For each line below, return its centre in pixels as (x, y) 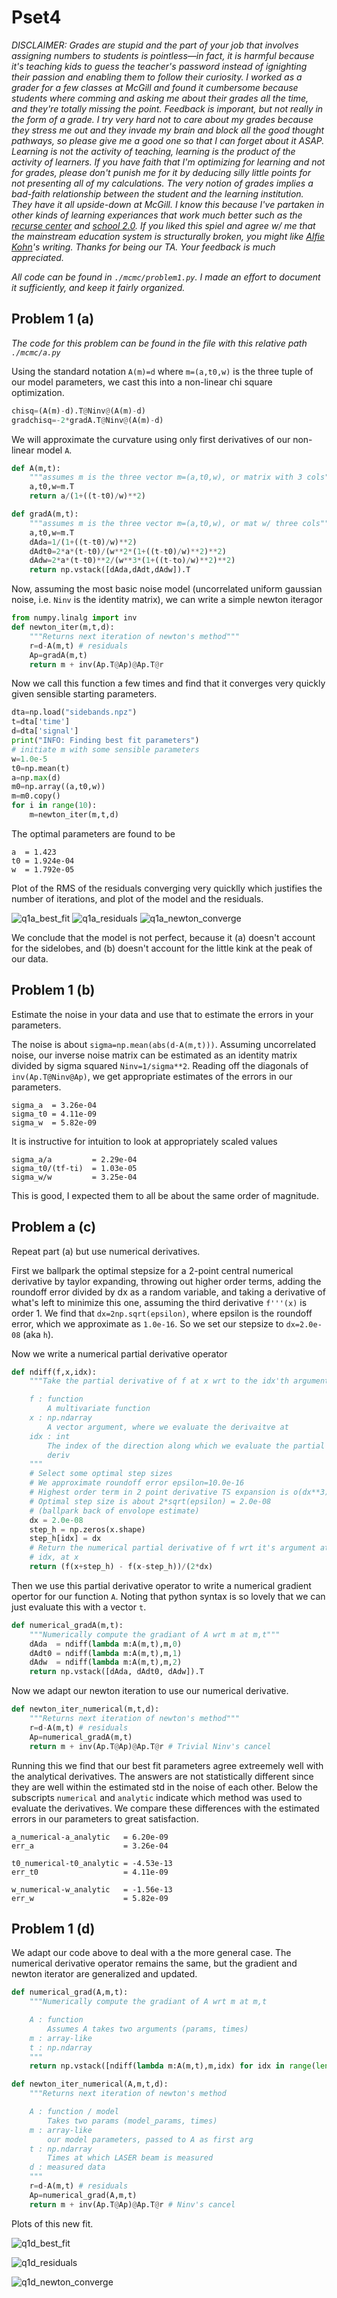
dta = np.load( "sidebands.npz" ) (74, 712)
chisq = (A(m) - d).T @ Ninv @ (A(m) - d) (78, 411)
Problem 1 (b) (53, 990)
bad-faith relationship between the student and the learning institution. (157, 193)
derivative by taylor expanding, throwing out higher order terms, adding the (166, 1281)
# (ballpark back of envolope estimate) (114, 1511)
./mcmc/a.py (36, 352)
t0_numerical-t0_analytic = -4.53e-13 (92, 1863)
